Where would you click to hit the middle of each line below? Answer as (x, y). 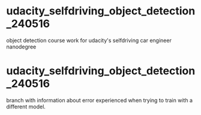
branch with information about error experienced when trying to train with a (100, 100)
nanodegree (21, 47)
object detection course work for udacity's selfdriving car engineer (89, 40)
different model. (26, 107)
